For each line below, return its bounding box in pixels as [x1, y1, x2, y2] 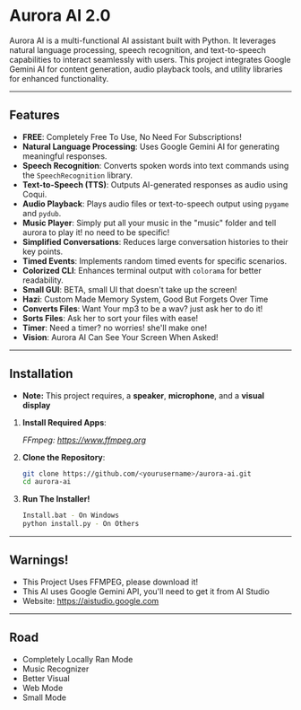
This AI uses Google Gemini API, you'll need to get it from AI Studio [21, 585, 271, 597]
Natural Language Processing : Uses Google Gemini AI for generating [21, 141, 280, 152]
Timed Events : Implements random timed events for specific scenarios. [21, 255, 288, 266]
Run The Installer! [21, 494, 90, 504]
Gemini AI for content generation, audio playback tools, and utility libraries [9, 64, 283, 75]
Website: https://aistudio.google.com [21, 595, 159, 606]
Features [9, 108, 60, 123]
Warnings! [9, 553, 69, 568]
